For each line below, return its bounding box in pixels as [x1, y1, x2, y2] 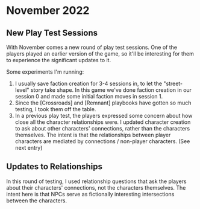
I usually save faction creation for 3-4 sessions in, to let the [14, 80, 163, 87]
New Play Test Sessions [6, 28, 98, 38]
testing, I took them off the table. [14, 106, 96, 112]
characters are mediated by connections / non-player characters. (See [14, 138, 190, 145]
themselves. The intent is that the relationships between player [14, 131, 171, 138]
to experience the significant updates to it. [6, 57, 111, 63]
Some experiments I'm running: [6, 68, 84, 76]
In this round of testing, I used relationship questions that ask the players [6, 178, 187, 185]
